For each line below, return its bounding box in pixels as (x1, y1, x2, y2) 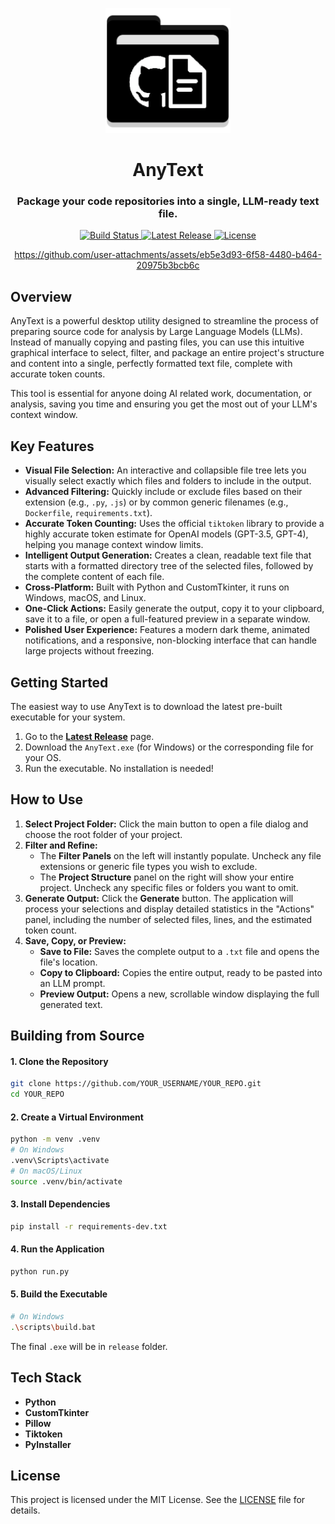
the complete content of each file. (24, 571, 165, 583)
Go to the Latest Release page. (24, 730, 155, 742)
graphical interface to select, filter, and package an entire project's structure (10, 347, 325, 359)
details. (10, 1504, 41, 1517)
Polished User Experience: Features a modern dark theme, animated (24, 624, 310, 636)
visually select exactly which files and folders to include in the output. (24, 475, 312, 487)
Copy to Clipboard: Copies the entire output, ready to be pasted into (39, 966, 323, 978)
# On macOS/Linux (10, 1166, 83, 1176)
